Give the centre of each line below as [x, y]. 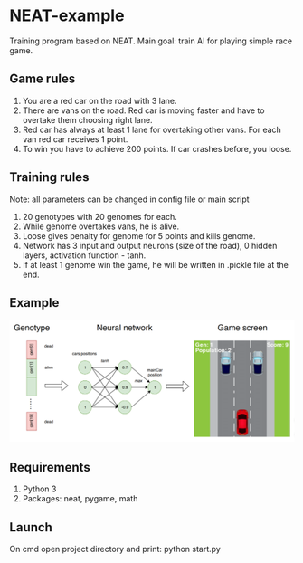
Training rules [49, 177]
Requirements [50, 467]
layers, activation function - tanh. [84, 255]
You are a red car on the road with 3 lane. [99, 100]
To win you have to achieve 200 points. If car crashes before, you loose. [157, 148]
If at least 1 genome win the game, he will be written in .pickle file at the [156, 264]
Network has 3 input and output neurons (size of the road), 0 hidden [150, 245]
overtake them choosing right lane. [87, 119]
